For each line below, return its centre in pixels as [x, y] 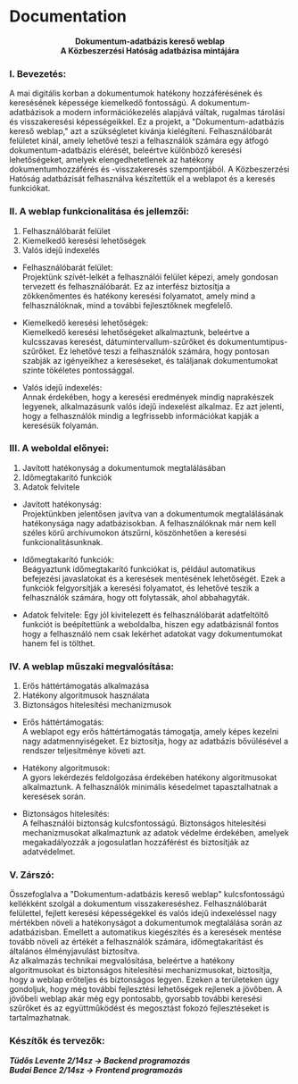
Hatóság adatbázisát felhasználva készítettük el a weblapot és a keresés [142, 179]
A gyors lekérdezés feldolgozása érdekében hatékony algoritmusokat [149, 777]
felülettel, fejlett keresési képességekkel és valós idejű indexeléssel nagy [143, 913]
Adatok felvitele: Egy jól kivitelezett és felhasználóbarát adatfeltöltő [145, 615]
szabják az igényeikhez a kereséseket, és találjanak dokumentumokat [150, 360]
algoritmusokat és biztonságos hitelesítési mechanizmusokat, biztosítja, [141, 971]
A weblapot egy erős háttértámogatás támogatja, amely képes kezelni [150, 732]
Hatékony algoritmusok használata [86, 695]
